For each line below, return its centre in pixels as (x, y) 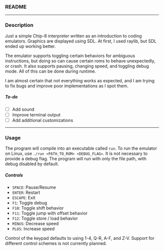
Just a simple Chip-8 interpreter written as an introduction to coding (73, 36)
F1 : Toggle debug (30, 203)
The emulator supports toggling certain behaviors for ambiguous (70, 56)
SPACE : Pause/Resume (34, 187)
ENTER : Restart (26, 193)
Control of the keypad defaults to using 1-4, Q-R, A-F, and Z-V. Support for (80, 238)
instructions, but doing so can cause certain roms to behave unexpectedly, (80, 61)
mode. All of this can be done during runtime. (51, 71)
